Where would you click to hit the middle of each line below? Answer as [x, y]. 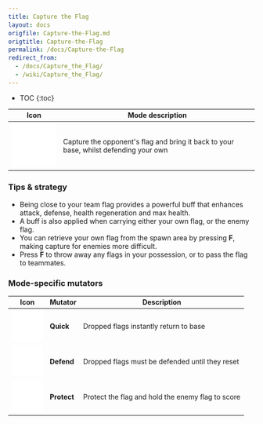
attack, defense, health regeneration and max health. [105, 213]
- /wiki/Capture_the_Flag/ [59, 75]
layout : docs [29, 25]
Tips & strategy [38, 187]
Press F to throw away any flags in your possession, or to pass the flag [133, 254]
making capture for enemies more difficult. [88, 246]
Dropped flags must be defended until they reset [161, 361]
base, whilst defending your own [115, 150]
